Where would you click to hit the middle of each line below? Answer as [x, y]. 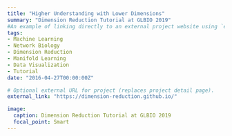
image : [17, 109]
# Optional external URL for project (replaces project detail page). [111, 90]
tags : [15, 33]
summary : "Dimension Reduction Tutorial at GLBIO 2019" [89, 20]
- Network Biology [33, 46]
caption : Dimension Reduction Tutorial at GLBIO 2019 [92, 116]
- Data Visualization [38, 65]
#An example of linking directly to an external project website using [112, 26]
